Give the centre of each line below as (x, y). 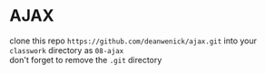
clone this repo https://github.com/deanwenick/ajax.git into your (133, 41)
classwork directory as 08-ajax (67, 50)
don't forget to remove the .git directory (86, 60)
